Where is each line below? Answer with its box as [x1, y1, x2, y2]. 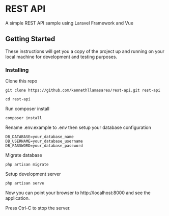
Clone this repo [5, 78, 38, 84]
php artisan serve [5, 181, 44, 186]
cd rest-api [5, 97, 31, 102]
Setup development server [5, 171, 61, 177]
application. [5, 195, 30, 201]
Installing [5, 66, 29, 73]
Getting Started [5, 35, 55, 43]
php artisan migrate [5, 162, 49, 167]
